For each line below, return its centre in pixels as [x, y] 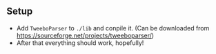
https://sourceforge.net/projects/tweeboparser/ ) [85, 35]
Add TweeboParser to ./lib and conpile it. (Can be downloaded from [113, 28]
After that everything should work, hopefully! [80, 43]
